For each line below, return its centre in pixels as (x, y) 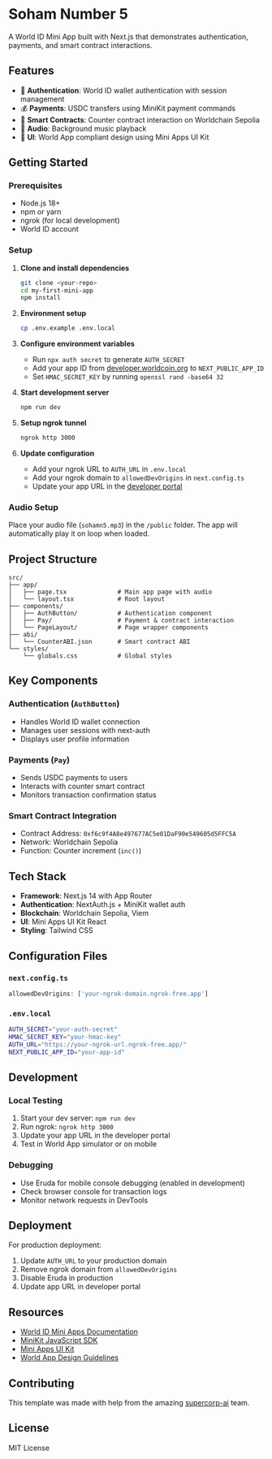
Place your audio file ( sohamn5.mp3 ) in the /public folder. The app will (123, 525)
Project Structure (53, 559)
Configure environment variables (78, 344)
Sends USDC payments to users (74, 778)
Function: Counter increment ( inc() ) (81, 851)
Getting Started (48, 163)
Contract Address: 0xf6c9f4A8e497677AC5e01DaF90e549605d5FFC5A (128, 834)
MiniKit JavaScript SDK (59, 1340)
